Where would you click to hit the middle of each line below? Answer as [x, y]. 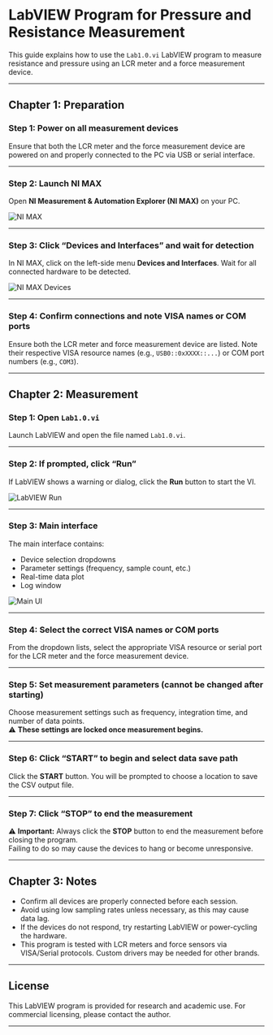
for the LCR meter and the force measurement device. [99, 656]
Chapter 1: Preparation [67, 105]
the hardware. [43, 935]
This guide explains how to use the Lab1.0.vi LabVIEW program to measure [135, 54]
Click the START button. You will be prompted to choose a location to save [133, 776]
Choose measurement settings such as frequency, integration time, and [128, 712]
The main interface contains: [56, 543]
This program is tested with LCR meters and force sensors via [123, 944]
